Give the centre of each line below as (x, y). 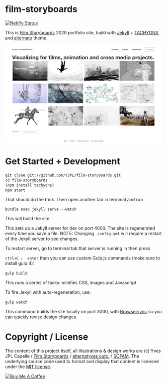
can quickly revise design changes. (41, 317)
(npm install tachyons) (30, 185)
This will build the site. (28, 218)
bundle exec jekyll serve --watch (41, 209)
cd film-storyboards (27, 180)
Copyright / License (47, 337)
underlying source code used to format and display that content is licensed (82, 361)
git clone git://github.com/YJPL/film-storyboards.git (63, 175)
